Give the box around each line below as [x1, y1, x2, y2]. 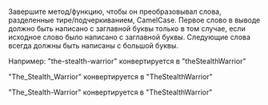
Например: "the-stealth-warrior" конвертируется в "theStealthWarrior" [8, 56, 246, 66]
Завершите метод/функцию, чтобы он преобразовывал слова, [8, 7, 222, 16]
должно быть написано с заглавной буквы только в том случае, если [8, 24, 246, 33]
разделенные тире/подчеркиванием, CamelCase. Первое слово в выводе [8, 15, 261, 25]
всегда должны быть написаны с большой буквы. [8, 41, 178, 50]
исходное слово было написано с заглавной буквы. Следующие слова [8, 32, 250, 42]
